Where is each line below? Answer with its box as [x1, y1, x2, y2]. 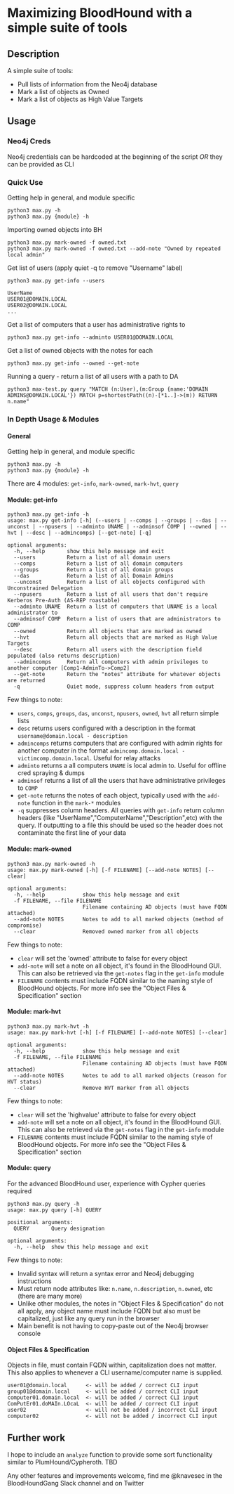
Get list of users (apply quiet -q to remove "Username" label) [7, 264, 184, 272]
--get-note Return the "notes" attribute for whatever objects [13, 671, 221, 678]
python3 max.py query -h [7, 1200, 80, 1207]
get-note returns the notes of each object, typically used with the [17, 791, 207, 800]
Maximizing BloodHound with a [7, 5, 193, 21]
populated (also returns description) [7, 652, 121, 660]
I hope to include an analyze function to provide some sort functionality [7, 1450, 213, 1459]
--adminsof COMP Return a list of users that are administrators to [13, 616, 221, 623]
